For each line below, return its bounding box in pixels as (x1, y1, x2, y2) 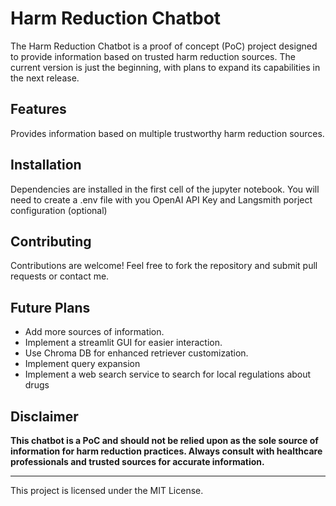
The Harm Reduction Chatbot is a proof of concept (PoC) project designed (10, 40, 318, 52)
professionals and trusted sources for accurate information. (10, 456, 265, 467)
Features (10, 101, 67, 118)
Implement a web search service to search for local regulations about (24, 368, 312, 381)
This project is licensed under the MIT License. (10, 485, 204, 496)
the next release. (10, 72, 80, 84)
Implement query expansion (24, 358, 141, 370)
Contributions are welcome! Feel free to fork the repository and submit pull (10, 260, 318, 272)
